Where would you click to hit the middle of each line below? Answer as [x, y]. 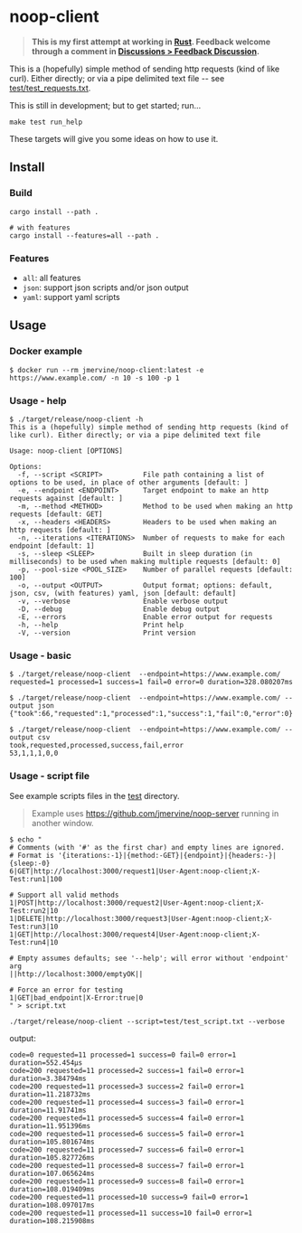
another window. [62, 823]
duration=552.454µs [46, 1063]
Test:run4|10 [34, 942]
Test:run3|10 [34, 927]
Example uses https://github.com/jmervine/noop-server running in [155, 813]
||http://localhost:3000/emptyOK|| [76, 974]
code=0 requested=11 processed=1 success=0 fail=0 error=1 [123, 1055]
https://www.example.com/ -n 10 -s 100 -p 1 [94, 378]
